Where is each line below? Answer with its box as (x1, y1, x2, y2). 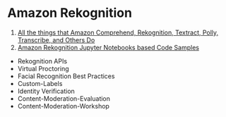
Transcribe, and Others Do (17, 35, 95, 44)
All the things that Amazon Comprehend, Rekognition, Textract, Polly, (17, 28, 219, 37)
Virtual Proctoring (17, 64, 69, 73)
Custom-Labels (17, 79, 63, 87)
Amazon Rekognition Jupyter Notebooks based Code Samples (17, 43, 200, 51)
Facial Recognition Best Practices (17, 72, 115, 80)
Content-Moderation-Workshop (17, 101, 109, 110)
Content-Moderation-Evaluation (17, 94, 111, 103)
